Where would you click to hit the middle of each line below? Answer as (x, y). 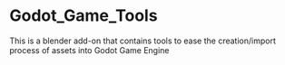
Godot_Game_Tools (84, 16)
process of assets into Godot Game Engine (89, 50)
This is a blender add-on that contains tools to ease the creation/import (143, 41)
